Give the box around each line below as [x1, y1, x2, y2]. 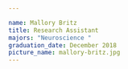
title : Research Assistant [8, 26, 99, 34]
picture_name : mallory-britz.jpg [8, 49, 121, 57]
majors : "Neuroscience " [8, 34, 92, 42]
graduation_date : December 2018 [8, 41, 117, 49]
